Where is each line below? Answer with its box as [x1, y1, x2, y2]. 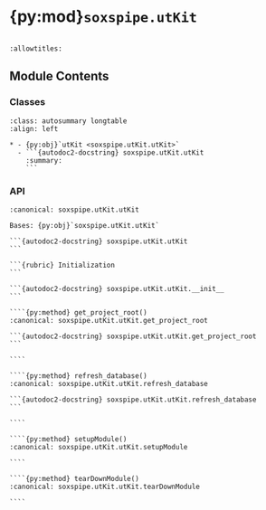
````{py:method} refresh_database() [9, 371, 147, 381]
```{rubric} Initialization [9, 260, 116, 269]
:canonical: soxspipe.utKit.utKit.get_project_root [9, 316, 208, 325]
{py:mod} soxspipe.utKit [9, 6, 197, 27]
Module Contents [9, 69, 109, 84]
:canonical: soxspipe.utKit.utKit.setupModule [9, 442, 188, 451]
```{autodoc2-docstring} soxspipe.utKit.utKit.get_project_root [9, 332, 257, 341]
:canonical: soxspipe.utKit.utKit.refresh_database [9, 379, 208, 388]
